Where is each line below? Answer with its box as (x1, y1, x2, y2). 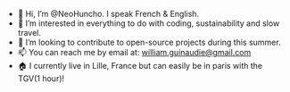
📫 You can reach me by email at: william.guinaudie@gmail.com (17, 47, 252, 57)
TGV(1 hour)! (17, 73, 65, 84)
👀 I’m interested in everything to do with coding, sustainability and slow (17, 18, 280, 29)
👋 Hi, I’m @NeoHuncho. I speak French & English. (17, 9, 199, 19)
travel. (17, 28, 42, 38)
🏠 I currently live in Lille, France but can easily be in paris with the (17, 61, 263, 71)
